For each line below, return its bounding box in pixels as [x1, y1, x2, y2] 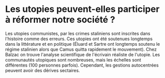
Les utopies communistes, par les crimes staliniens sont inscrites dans [5, 30, 150, 36]
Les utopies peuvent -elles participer [5, 3, 160, 15]
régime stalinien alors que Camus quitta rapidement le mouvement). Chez [5, 46, 157, 52]
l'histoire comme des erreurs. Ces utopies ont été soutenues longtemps [5, 36, 153, 42]
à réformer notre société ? [5, 14, 115, 25]
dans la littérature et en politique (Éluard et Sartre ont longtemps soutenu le [5, 41, 160, 47]
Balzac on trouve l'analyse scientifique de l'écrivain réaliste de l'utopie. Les [5, 51, 160, 58]
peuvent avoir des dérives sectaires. [5, 67, 80, 73]
